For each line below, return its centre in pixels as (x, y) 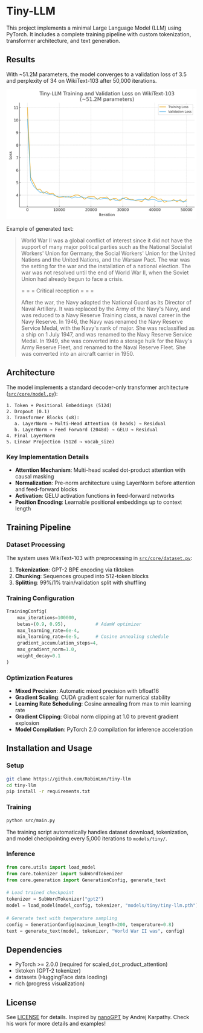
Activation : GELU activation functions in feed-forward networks (95, 495)
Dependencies (34, 950)
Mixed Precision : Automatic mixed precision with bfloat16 (87, 691)
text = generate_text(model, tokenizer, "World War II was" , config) (96, 931)
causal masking (34, 476)
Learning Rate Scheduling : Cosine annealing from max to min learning (103, 704)
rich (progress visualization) (50, 983)
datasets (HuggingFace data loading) (61, 977)
